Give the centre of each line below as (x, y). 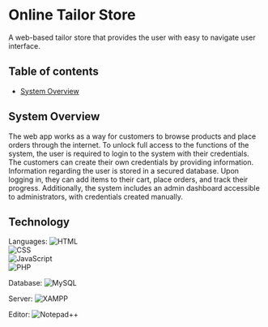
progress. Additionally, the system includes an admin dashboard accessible (134, 187)
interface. (24, 45)
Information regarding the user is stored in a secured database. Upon (124, 170)
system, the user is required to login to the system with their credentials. (129, 153)
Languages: (28, 242)
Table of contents (53, 72)
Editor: (19, 315)
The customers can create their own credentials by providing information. (131, 162)
